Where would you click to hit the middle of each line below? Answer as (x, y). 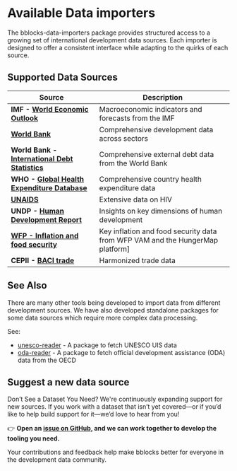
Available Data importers (81, 13)
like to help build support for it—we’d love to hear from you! (93, 414)
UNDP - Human (38, 211)
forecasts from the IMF (137, 118)
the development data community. (57, 460)
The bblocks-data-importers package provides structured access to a (109, 33)
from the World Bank (133, 163)
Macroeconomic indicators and (151, 109)
